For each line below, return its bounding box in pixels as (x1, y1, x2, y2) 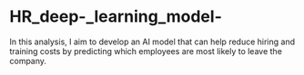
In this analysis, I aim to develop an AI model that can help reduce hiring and (9, 36, 296, 47)
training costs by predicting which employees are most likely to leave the (9, 45, 282, 56)
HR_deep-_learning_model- (9, 6, 223, 27)
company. (9, 55, 47, 66)
